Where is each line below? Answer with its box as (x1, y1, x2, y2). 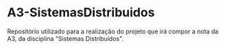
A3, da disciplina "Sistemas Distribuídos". (7, 34, 124, 42)
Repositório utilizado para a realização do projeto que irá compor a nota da (7, 27, 219, 35)
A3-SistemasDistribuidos (7, 5, 155, 20)
